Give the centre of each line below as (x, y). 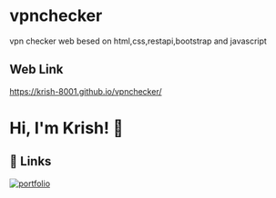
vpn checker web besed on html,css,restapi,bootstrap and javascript (138, 41)
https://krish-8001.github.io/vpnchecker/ (86, 91)
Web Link (36, 69)
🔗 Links (31, 161)
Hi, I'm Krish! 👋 (66, 128)
